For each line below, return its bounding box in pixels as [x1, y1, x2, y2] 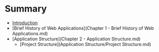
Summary [5, 3, 47, 15]
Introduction [12, 20, 38, 26]
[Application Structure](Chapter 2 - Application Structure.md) [12, 36, 141, 42]
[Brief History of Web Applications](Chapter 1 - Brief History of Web [12, 25, 154, 31]
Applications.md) [12, 30, 48, 36]
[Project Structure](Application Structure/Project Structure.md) [19, 41, 151, 47]
